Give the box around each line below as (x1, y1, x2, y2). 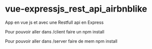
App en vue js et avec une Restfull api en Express (5, 19, 104, 25)
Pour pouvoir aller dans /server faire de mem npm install (5, 38, 118, 44)
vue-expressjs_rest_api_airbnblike (5, 3, 147, 15)
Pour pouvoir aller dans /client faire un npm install (5, 29, 104, 34)
